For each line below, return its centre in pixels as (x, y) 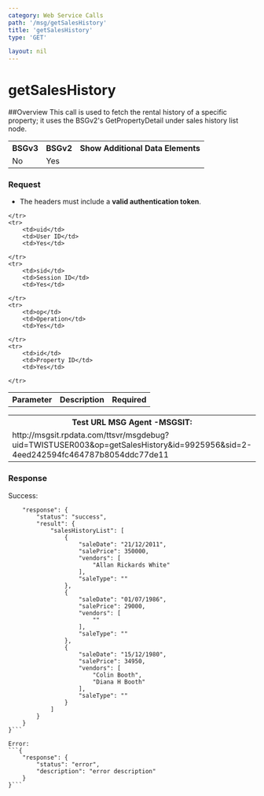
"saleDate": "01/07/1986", (123, 599)
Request (24, 184)
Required (129, 400)
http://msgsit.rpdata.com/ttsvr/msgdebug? (91, 435)
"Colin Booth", (117, 675)
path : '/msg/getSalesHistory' (58, 23)
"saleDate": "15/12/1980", (123, 654)
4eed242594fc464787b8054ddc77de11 (90, 455)
